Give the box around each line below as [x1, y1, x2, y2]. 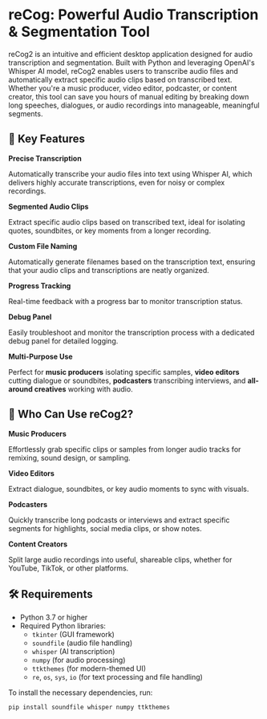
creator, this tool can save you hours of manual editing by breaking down [8, 91, 249, 101]
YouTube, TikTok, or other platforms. [8, 563, 129, 573]
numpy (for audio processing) [31, 656, 126, 665]
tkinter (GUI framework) [31, 630, 115, 640]
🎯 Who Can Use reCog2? [8, 408, 134, 421]
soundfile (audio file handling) [31, 638, 133, 648]
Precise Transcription [8, 153, 82, 163]
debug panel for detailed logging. [8, 335, 119, 346]
